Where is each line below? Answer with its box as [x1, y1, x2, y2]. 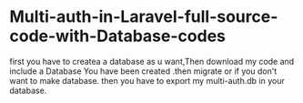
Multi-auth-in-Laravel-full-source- [9, 6, 278, 27]
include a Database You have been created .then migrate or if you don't [9, 66, 278, 77]
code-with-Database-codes [9, 26, 226, 46]
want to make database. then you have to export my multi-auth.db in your [9, 75, 285, 86]
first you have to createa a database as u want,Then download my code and [9, 56, 295, 67]
